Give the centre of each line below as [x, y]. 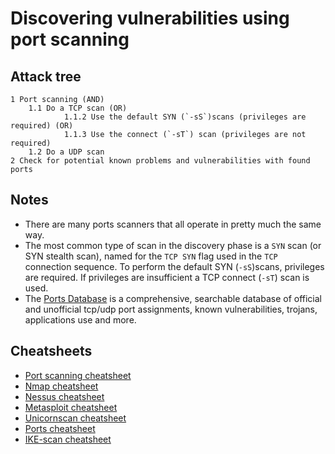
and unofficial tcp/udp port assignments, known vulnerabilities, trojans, [171, 309]
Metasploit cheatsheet [71, 407]
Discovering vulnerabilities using [150, 18]
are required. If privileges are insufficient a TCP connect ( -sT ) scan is [167, 277]
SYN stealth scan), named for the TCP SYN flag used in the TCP [151, 256]
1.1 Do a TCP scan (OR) [78, 108]
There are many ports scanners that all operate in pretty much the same [173, 224]
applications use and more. [80, 319]
